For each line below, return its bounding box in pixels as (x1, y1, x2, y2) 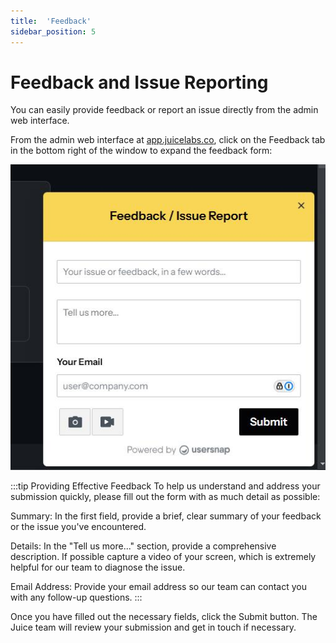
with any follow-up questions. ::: (10, 591, 143, 603)
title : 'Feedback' (10, 16, 92, 26)
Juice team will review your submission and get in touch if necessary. (10, 621, 297, 633)
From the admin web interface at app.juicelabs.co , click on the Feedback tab (10, 134, 326, 146)
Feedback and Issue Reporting (10, 71, 269, 94)
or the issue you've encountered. (10, 520, 147, 532)
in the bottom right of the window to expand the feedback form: (10, 145, 273, 157)
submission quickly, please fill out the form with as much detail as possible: (10, 490, 321, 502)
